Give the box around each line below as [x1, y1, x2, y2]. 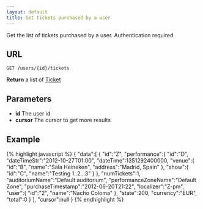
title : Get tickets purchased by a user [6, 15, 111, 21]
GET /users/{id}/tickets [6, 65, 70, 71]
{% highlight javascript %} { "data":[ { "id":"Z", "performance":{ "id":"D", [6, 150, 188, 158]
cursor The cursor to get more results [15, 117, 111, 124]
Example [6, 134, 40, 144]
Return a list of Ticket [6, 76, 61, 83]
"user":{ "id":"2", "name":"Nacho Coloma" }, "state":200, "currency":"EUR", [6, 189, 197, 196]
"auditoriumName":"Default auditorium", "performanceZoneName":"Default [6, 176, 197, 183]
